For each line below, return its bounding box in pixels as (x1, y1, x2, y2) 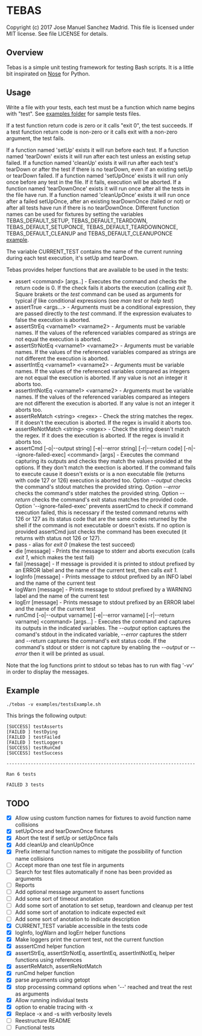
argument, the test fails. (6, 134, 65, 142)
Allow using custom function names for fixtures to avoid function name (14, 814, 191, 822)
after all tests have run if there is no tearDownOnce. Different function (6, 204, 180, 211)
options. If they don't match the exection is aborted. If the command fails (14, 463, 196, 471)
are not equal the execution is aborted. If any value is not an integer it (14, 374, 188, 381)
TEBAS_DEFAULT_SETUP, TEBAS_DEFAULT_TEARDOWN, (6, 217, 148, 224)
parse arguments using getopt (14, 976, 90, 983)
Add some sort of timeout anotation (14, 895, 104, 902)
